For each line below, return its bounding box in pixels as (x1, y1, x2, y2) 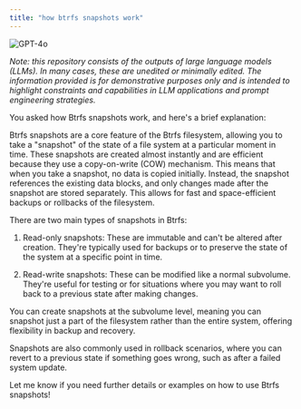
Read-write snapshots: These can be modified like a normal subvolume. (22, 268, 291, 279)
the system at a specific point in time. (22, 251, 163, 262)
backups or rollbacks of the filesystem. (9, 197, 155, 208)
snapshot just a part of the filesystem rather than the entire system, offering (9, 315, 293, 326)
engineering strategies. (9, 94, 96, 105)
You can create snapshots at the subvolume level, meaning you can (9, 306, 261, 316)
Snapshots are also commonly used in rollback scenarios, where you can (9, 342, 283, 354)
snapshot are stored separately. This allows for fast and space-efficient (9, 187, 277, 198)
